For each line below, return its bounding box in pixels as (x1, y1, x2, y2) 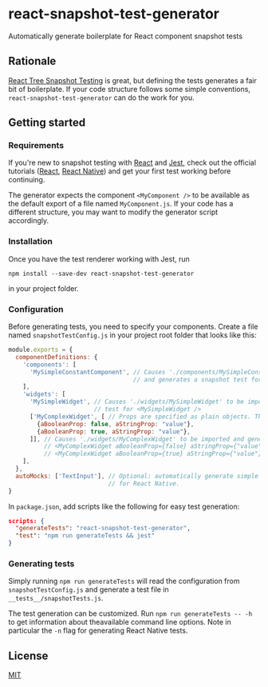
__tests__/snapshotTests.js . (8, 593, 104, 603)
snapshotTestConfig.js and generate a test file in (8, 585, 169, 594)
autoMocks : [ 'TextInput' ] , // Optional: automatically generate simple (15, 472, 259, 480)
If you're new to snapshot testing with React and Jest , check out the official (8, 158, 257, 168)
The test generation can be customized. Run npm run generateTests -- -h (8, 609, 253, 618)
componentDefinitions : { (15, 353, 98, 361)
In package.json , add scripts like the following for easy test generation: (8, 501, 240, 511)
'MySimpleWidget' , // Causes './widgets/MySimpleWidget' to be (29, 397, 245, 406)
